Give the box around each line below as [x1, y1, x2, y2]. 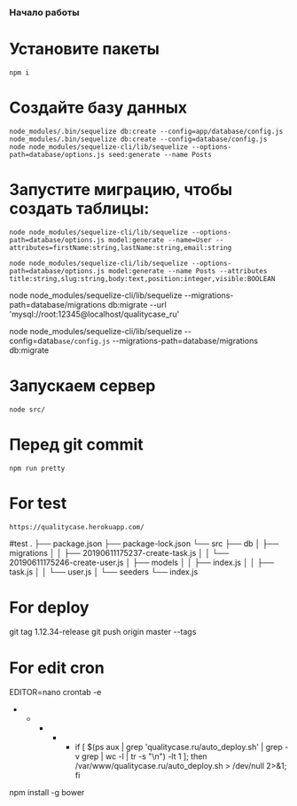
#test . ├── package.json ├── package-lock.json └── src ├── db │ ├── [9, 538, 279, 549]
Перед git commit [9, 434, 144, 454]
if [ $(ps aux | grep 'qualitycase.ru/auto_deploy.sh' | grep [74, 742, 283, 753]
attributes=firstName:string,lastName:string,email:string [9, 243, 232, 252]
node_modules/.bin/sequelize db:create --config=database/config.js [9, 135, 268, 144]
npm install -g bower [9, 787, 85, 798]
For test [9, 493, 67, 513]
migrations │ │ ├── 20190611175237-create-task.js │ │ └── [9, 547, 230, 558]
